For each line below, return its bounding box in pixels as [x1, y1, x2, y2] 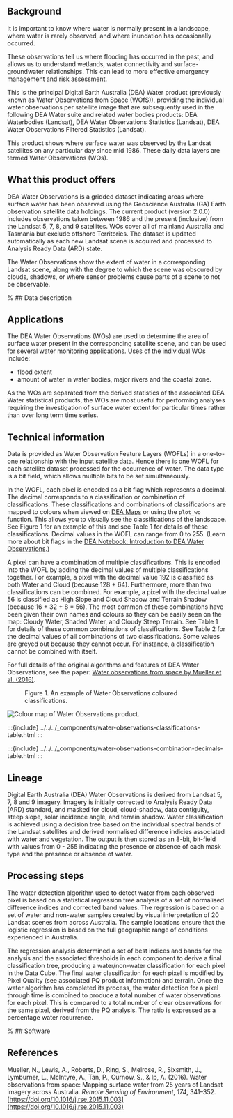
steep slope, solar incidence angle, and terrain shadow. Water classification [7, 813, 224, 822]
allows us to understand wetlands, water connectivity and [7, 59, 172, 68]
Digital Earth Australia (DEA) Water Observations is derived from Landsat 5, [7, 791, 223, 799]
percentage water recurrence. [7, 1013, 94, 1021]
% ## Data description [7, 293, 72, 302]
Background [7, 6, 61, 17]
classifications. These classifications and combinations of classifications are [7, 500, 226, 508]
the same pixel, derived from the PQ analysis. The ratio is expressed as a [7, 1006, 216, 1014]
